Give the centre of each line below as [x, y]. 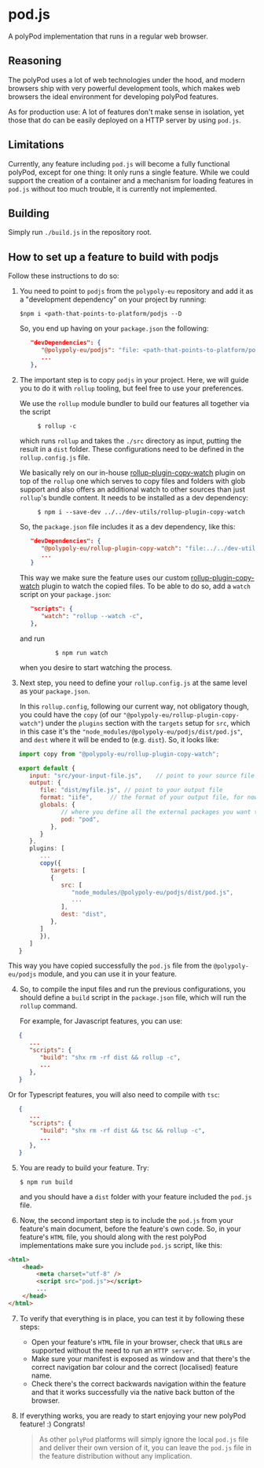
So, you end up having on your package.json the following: [114, 328]
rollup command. [48, 1006]
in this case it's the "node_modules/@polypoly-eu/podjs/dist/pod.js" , [131, 731]
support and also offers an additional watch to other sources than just [132, 489]
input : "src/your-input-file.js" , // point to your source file [142, 775]
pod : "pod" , [81, 819]
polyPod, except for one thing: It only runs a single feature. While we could [129, 172]
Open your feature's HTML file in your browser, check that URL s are [137, 1342]
